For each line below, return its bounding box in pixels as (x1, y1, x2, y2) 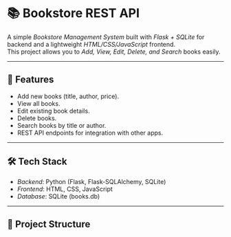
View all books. (16, 99, 60, 107)
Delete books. (16, 114, 57, 122)
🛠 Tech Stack (7, 156, 67, 168)
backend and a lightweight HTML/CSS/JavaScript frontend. (7, 40, 176, 48)
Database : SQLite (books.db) (16, 192, 100, 200)
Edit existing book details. (16, 106, 91, 115)
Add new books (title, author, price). (16, 92, 119, 100)
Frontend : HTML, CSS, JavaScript (16, 185, 113, 193)
